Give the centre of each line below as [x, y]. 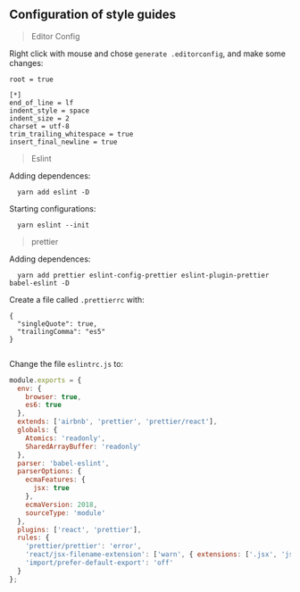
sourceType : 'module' [65, 513]
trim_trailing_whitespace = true [71, 134]
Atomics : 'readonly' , [65, 438]
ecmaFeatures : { [56, 480]
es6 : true [44, 405]
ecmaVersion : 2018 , [62, 504]
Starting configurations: [53, 208]
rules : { [33, 538]
